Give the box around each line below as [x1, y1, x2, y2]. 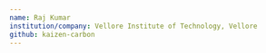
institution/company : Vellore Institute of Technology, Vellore [9, 22, 258, 31]
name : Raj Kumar [9, 13, 71, 22]
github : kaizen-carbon [9, 30, 95, 39]
